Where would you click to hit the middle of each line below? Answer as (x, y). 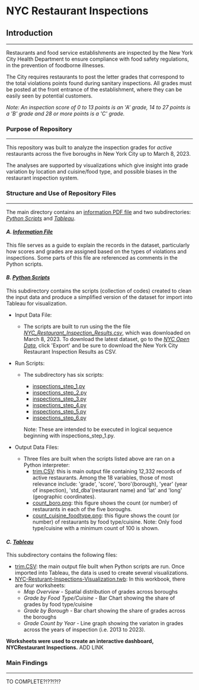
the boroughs (40, 617)
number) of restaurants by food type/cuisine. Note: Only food (107, 522)
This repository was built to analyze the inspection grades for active (89, 147)
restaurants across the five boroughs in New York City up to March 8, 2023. (99, 154)
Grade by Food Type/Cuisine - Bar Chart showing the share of (99, 598)
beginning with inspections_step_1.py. (69, 436)
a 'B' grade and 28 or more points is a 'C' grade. (65, 114)
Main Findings (27, 663)
